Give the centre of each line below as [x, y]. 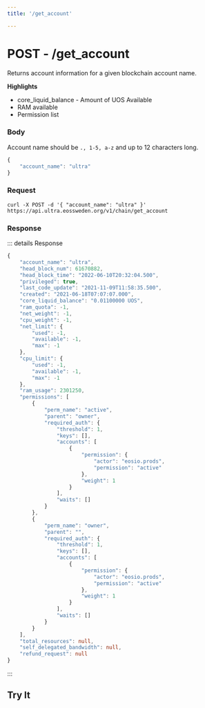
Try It [19, 695]
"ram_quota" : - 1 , [45, 307]
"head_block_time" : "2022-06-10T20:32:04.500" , [89, 275]
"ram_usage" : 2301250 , [52, 391]
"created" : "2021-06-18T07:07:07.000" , [77, 294]
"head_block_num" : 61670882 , [61, 269]
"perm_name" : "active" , [78, 410]
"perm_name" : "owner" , [77, 526]
